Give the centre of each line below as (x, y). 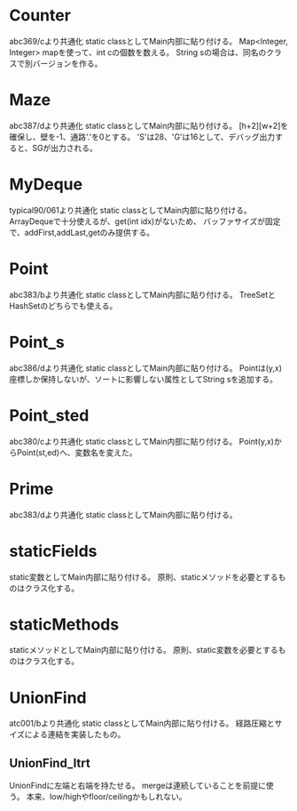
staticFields (53, 551)
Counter (40, 16)
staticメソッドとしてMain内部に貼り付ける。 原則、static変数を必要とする (144, 650)
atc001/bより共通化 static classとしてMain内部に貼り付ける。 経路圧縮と (142, 723)
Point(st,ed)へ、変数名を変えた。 (77, 452)
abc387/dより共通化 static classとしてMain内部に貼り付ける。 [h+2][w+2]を (149, 125)
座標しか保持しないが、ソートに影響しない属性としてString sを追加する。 (143, 379)
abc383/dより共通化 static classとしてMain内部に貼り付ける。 (123, 514)
